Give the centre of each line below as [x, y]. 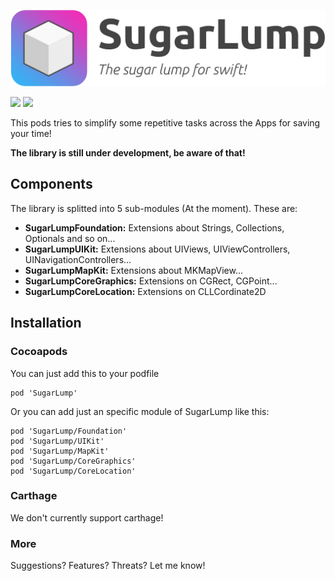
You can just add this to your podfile [85, 373]
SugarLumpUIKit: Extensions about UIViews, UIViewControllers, [157, 249]
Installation [46, 323]
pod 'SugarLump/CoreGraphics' [73, 461]
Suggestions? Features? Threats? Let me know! [108, 566]
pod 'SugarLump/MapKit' [60, 451]
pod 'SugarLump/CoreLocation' [73, 471]
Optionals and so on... [70, 238]
